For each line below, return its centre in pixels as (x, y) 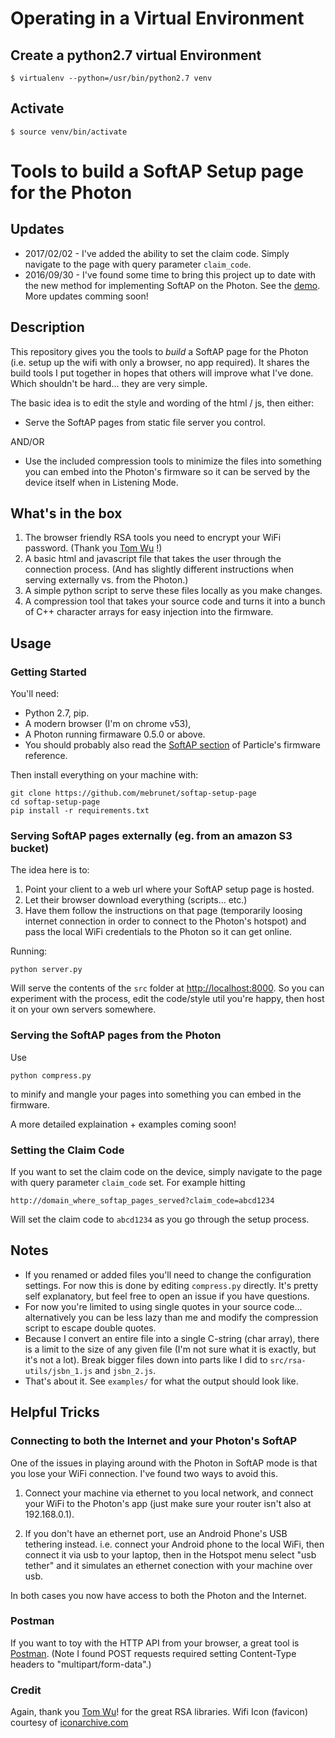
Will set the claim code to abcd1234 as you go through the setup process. (160, 1219)
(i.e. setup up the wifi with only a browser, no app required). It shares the (160, 362)
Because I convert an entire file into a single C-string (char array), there (172, 1338)
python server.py (46, 970)
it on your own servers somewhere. (83, 1009)
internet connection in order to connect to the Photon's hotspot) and (165, 921)
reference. (46, 756)
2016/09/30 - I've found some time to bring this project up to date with (170, 274)
